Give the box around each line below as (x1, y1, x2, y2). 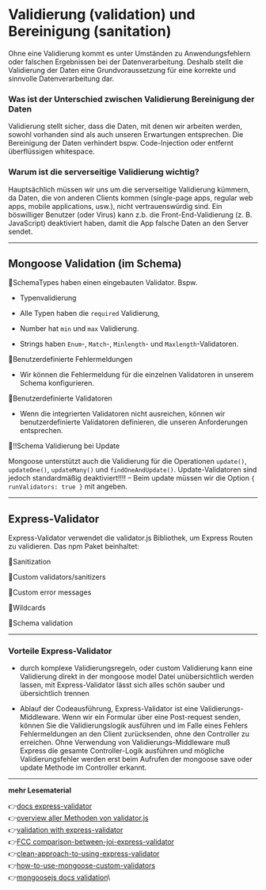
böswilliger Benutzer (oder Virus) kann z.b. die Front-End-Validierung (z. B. (8, 210, 253, 219)
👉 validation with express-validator (8, 825, 123, 835)
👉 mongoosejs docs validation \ (8, 873, 111, 882)
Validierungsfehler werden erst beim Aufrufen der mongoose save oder (19, 755, 253, 764)
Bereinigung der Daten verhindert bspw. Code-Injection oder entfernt (8, 139, 234, 148)
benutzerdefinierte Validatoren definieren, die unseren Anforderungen (19, 417, 248, 427)
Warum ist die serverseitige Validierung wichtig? (8, 166, 199, 177)
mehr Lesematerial (8, 785, 71, 795)
